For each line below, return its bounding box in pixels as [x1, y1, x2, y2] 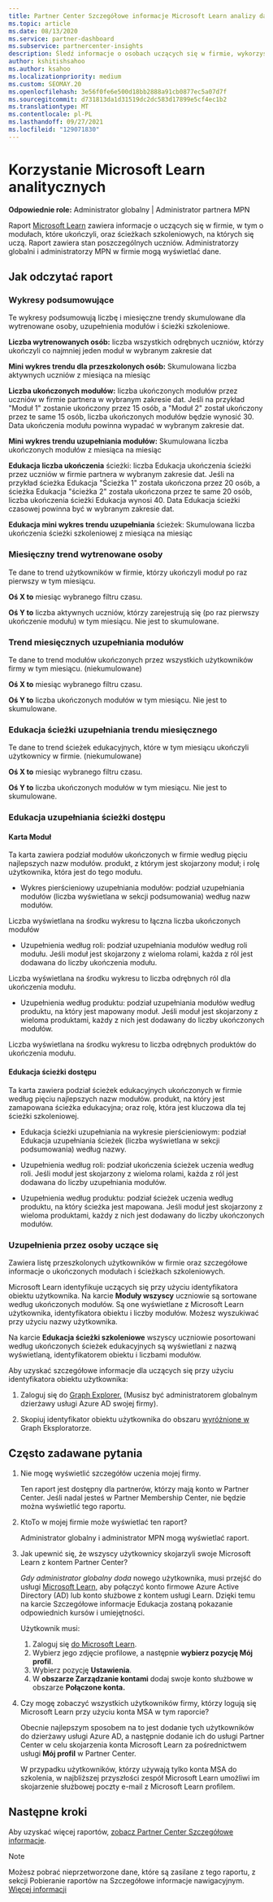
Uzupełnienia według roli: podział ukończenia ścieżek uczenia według [19, 1160, 254, 1170]
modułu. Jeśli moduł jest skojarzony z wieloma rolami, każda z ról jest [19, 949, 253, 959]
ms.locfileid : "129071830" [8, 125, 100, 133]
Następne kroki [8, 1805, 88, 1819]
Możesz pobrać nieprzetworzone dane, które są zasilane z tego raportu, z [8, 1867, 256, 1877]
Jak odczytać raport [8, 270, 114, 284]
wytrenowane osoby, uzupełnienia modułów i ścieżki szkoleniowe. [8, 321, 230, 331]
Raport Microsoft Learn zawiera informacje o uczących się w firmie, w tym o [8, 221, 264, 230]
